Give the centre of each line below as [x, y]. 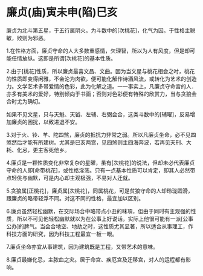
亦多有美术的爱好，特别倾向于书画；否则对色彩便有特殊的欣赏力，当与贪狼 [99, 94]
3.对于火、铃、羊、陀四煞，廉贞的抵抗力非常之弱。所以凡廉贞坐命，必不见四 [101, 134]
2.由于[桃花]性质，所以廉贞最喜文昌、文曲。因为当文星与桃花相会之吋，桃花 [101, 71]
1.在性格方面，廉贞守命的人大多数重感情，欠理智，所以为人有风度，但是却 [98, 51]
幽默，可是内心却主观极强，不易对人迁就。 [80, 178]
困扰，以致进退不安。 [53, 122]
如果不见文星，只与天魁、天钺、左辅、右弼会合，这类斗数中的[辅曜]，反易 [98, 114]
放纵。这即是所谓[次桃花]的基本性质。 [69, 58]
